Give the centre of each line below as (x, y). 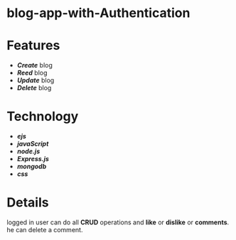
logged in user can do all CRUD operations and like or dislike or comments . (118, 222)
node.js (28, 151)
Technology (43, 117)
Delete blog (34, 88)
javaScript (33, 144)
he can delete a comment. (45, 230)
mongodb (32, 167)
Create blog (34, 65)
